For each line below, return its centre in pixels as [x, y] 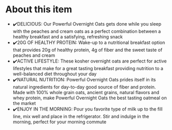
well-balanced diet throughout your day [54, 74]
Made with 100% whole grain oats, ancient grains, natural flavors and [86, 92]
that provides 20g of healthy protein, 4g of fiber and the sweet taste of [88, 50]
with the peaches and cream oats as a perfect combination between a [87, 31]
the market [24, 103]
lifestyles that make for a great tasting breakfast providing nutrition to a [88, 68]
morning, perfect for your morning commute [60, 122]
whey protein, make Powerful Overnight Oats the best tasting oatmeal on [90, 98]
